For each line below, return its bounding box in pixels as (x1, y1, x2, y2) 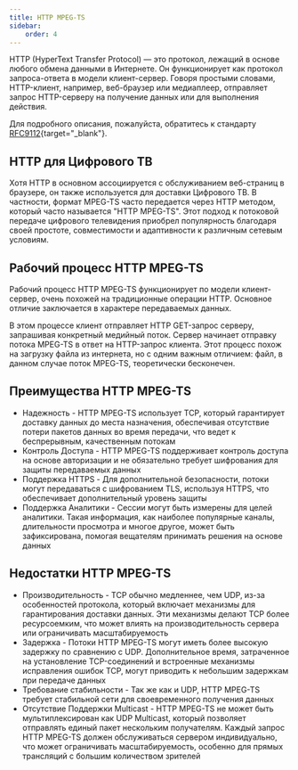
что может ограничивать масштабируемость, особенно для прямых (21, 741, 284, 751)
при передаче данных (21, 675, 107, 685)
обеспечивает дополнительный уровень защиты (21, 492, 207, 504)
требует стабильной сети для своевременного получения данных (21, 693, 274, 704)
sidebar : (9, 21, 42, 30)
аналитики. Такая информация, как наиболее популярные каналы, (21, 512, 276, 522)
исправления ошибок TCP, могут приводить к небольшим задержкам (21, 665, 289, 676)
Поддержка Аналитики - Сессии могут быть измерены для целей (21, 502, 273, 512)
